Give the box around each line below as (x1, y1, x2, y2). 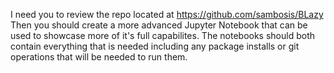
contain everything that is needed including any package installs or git (10, 40, 300, 52)
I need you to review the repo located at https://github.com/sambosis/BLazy (10, 9, 324, 20)
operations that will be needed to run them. (10, 51, 188, 63)
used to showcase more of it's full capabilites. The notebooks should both (10, 30, 315, 41)
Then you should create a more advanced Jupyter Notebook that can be (10, 19, 308, 31)
